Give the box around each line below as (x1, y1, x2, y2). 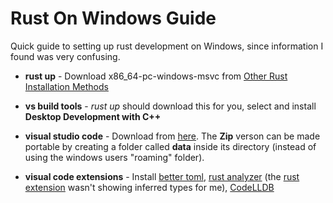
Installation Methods (24, 80, 109, 92)
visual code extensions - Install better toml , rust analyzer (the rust (24, 170, 300, 182)
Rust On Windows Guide (10, 7, 217, 30)
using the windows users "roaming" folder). (24, 151, 205, 163)
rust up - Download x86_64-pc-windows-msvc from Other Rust (24, 70, 288, 82)
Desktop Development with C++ (24, 110, 162, 122)
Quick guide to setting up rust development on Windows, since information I (10, 40, 324, 52)
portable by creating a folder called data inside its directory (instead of (24, 140, 317, 152)
